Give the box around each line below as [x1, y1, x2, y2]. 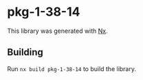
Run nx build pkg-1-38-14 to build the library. [7, 64, 136, 72]
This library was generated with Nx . [7, 27, 108, 35]
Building [7, 46, 43, 58]
